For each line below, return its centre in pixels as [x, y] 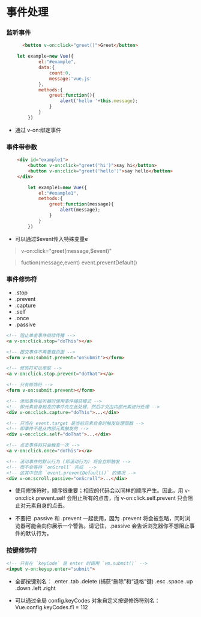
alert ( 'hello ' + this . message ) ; [99, 101]
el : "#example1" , [58, 193]
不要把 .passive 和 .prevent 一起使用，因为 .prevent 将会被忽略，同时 [100, 518]
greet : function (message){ [81, 204]
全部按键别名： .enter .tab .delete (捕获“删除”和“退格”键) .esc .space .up [104, 581]
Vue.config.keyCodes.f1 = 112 [51, 607]
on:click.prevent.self [40, 498]
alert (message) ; [80, 210]
